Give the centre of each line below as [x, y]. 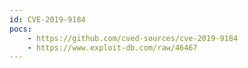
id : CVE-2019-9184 [47, 19]
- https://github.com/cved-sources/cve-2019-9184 [133, 38]
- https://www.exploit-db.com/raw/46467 [112, 47]
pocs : [20, 29]
